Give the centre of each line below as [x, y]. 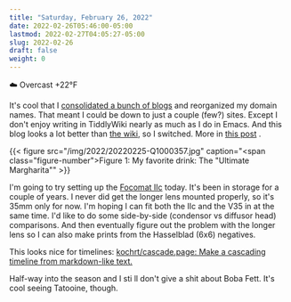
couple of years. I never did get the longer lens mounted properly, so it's [141, 196]
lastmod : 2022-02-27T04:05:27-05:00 [77, 34]
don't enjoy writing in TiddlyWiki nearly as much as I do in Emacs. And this [145, 124]
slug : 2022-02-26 [41, 42]
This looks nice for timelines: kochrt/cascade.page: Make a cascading [137, 252]
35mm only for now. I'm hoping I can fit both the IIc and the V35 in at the [142, 206]
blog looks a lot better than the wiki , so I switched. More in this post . [135, 134]
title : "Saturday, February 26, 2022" [81, 17]
